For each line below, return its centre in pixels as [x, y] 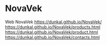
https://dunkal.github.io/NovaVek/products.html [53, 27]
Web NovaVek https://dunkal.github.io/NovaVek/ [53, 22]
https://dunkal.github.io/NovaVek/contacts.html [53, 37]
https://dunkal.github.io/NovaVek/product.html [52, 32]
